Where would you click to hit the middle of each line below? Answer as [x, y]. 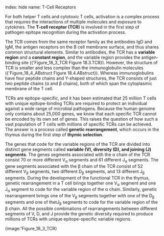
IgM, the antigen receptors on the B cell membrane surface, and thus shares [82, 47]
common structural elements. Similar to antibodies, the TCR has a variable [80, 52]
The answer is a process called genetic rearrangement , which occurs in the [82, 129]
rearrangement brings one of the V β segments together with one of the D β [80, 196]
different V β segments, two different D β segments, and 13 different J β [75, 172]
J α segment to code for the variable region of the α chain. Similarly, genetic [81, 190]
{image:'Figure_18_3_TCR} [31, 228]
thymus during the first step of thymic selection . [54, 135]
